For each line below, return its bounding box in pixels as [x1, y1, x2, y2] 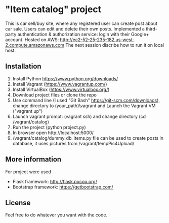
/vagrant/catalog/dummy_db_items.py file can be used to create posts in [12, 135, 163, 141]
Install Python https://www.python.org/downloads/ [12, 75, 118, 82]
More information [5, 155, 62, 164]
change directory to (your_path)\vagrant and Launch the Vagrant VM [12, 103, 156, 109]
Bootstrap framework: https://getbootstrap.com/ [12, 184, 114, 190]
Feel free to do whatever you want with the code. [5, 212, 108, 218]
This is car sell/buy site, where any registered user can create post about [5, 20, 158, 26]
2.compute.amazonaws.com [5, 42, 65, 48]
